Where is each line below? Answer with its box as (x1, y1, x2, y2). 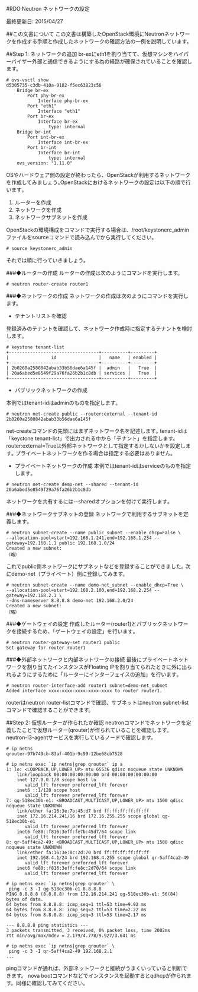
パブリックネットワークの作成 (14, 386, 87, 394)
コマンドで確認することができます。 (6, 706, 94, 714)
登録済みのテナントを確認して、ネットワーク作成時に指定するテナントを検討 (6, 325, 192, 332)
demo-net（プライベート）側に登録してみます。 (11, 571, 128, 577)
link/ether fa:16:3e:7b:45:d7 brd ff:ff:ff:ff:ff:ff (17, 808, 150, 814)
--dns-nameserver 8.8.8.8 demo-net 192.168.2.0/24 (6, 598, 134, 604)
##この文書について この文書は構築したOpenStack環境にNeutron (6, 30, 164, 37)
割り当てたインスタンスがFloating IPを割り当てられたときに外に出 (26, 664, 187, 670)
